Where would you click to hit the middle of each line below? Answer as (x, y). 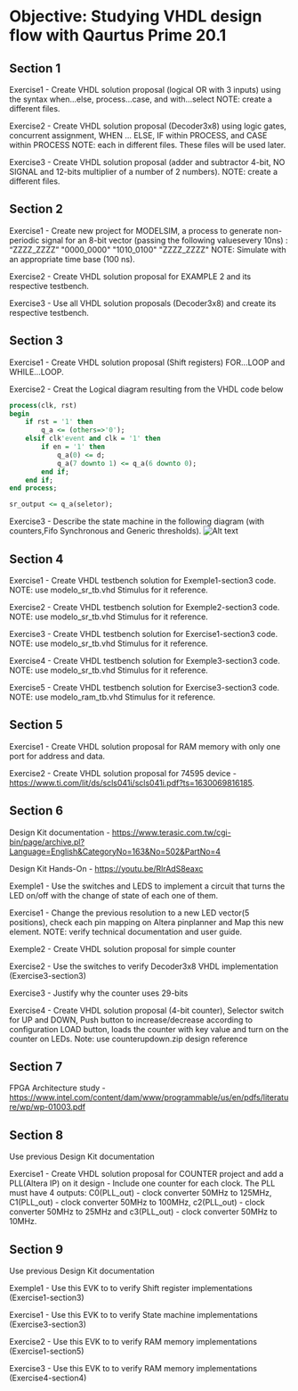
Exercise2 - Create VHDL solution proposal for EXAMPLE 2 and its (130, 276)
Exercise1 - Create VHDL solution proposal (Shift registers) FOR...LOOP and (147, 362)
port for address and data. (57, 756)
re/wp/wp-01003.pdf (48, 1107)
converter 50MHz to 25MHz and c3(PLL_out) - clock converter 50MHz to (143, 1212)
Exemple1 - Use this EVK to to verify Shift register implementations (131, 1288)
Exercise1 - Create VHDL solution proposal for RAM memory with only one (145, 746)
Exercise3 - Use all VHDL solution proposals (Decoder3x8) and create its (143, 303)
